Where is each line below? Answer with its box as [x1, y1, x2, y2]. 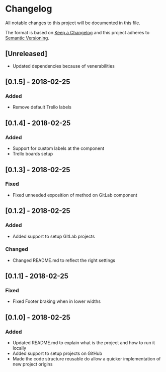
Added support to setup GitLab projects [12, 233, 95, 239]
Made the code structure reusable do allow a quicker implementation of [12, 356, 161, 362]
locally [12, 345, 27, 351]
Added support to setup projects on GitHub [12, 350, 102, 356]
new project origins [12, 361, 53, 367]
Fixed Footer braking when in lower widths [12, 298, 101, 304]
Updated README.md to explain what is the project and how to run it [12, 340, 155, 346]
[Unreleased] [5, 49, 48, 58]
